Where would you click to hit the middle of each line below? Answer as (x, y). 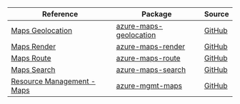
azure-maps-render (151, 47)
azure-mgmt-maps (149, 86)
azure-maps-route (148, 58)
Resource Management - (54, 81)
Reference (60, 14)
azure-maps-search (151, 69)
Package (157, 14)
